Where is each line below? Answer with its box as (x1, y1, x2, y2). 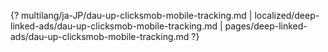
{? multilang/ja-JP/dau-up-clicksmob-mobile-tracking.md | (10, 10, 253, 21)
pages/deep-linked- (224, 20, 308, 32)
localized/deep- (254, 10, 320, 21)
